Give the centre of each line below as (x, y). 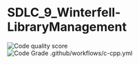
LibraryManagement (67, 27)
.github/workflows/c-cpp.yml (91, 53)
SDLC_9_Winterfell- (64, 13)
